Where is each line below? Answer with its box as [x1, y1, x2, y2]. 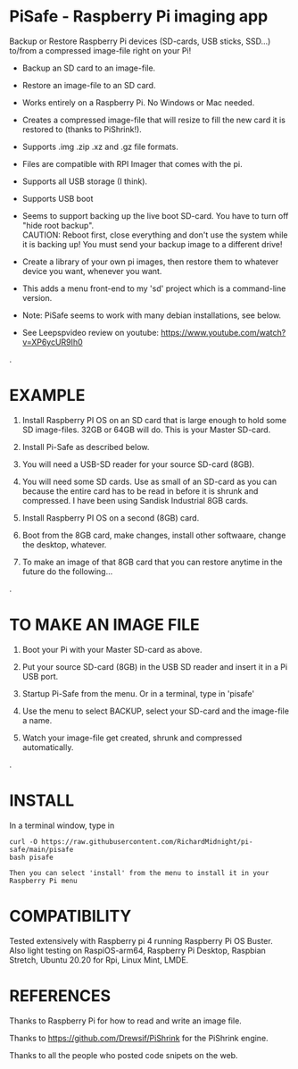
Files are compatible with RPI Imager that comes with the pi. [21, 158, 243, 169]
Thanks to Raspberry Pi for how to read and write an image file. [9, 1015, 243, 1026]
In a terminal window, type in [9, 820, 115, 831]
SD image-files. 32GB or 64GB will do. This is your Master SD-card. [21, 424, 271, 435]
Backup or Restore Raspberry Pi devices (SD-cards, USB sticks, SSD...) [9, 36, 271, 46]
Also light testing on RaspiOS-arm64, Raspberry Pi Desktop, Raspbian [9, 945, 266, 956]
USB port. [21, 671, 59, 681]
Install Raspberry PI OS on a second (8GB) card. [21, 512, 200, 523]
